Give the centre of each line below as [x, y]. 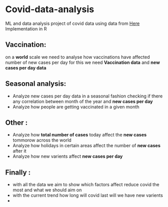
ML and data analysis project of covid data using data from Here [73, 23]
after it [20, 151]
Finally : [18, 172]
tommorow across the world [42, 140]
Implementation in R [26, 28]
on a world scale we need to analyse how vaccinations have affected [78, 57]
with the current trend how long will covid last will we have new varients [88, 195]
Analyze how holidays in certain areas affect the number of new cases [87, 146]
